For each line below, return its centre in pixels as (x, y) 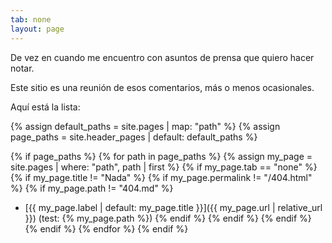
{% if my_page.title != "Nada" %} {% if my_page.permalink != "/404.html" (161, 177)
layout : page (37, 29)
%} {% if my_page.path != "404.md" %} (92, 188)
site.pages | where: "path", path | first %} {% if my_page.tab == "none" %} (164, 167)
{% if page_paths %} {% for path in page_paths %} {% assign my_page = (161, 156)
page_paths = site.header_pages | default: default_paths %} (134, 137)
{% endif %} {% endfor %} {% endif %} (106, 228)
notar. (22, 68)
